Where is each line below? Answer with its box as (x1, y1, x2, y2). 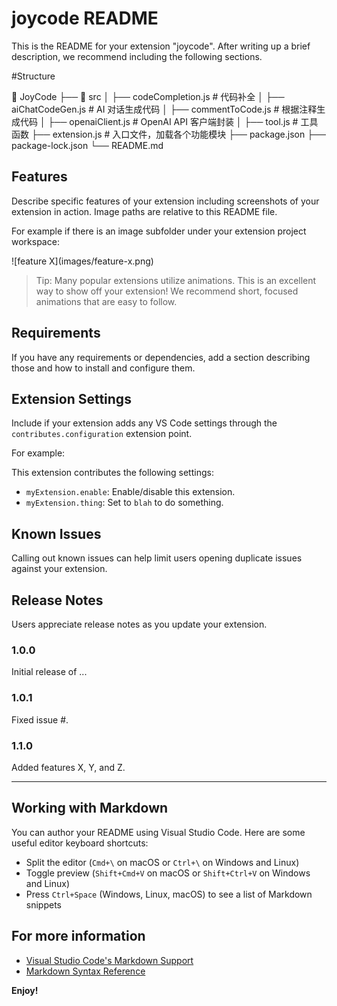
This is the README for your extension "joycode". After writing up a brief (11, 40, 311, 52)
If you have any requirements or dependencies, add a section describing (11, 351, 311, 363)
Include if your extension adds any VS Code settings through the (11, 417, 278, 429)
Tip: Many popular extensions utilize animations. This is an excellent (35, 274, 317, 286)
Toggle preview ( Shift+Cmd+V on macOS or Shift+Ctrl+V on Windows (25, 867, 311, 879)
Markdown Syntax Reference (25, 965, 146, 977)
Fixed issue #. (11, 713, 69, 726)
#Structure (11, 70, 56, 82)
